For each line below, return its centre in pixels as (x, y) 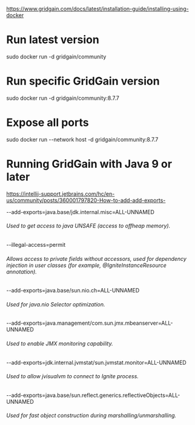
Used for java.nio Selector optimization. (56, 304)
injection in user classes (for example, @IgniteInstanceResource (86, 265)
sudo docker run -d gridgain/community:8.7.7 (63, 98)
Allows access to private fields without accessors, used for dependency (96, 258)
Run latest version (53, 40)
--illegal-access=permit (36, 244)
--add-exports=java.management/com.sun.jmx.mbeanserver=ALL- (90, 323)
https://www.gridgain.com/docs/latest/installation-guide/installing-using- (97, 9)
